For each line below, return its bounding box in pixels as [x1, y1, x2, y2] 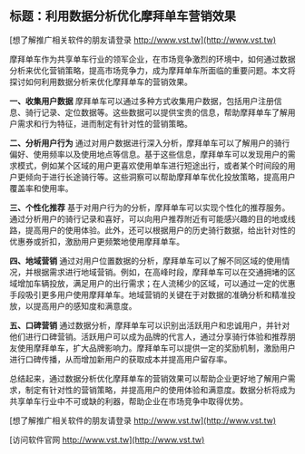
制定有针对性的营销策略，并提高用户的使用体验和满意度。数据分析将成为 [25, 384, 296, 395]
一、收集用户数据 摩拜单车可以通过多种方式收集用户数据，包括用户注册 [9, 95, 274, 106]
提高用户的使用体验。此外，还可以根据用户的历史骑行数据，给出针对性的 [25, 225, 296, 236]
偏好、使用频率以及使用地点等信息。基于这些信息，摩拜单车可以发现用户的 [9, 149, 288, 159]
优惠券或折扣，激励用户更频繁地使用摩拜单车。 [9, 236, 184, 246]
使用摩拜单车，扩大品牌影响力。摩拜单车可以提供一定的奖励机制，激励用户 [16, 343, 296, 353]
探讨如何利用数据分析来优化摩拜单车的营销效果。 [9, 76, 192, 87]
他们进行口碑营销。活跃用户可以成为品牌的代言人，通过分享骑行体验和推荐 [9, 331, 288, 342]
